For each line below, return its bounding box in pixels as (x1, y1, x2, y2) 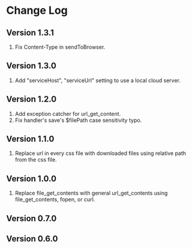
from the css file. (14, 156, 57, 163)
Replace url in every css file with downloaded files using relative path (14, 150, 187, 157)
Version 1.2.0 (6, 94, 57, 104)
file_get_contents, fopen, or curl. (14, 196, 95, 203)
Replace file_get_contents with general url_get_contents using (14, 190, 168, 197)
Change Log (6, 4, 68, 17)
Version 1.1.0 (6, 134, 55, 144)
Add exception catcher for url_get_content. (14, 110, 121, 117)
